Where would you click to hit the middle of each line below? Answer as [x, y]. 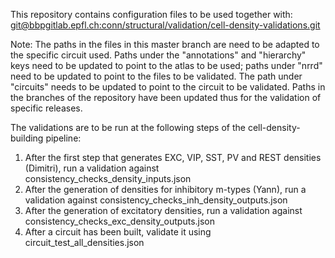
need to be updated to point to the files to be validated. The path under [156, 76]
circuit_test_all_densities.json [84, 242]
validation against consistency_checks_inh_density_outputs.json [156, 200]
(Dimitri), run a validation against [92, 168]
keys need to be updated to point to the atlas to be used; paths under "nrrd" [166, 65]
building [27, 138]
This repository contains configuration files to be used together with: [151, 14]
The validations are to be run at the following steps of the [128, 127]
